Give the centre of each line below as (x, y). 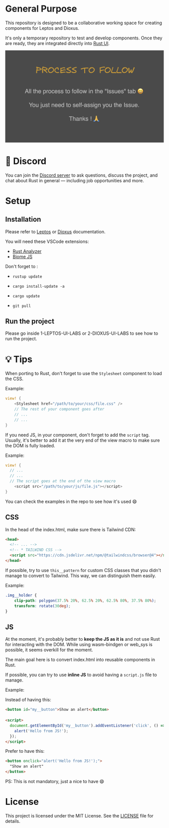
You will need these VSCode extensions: (47, 241)
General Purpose (41, 9)
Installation (23, 219)
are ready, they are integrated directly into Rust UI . (57, 43)
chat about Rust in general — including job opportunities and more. (75, 180)
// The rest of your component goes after (59, 409)
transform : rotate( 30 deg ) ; (43, 606)
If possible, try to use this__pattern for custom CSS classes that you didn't (83, 570)
